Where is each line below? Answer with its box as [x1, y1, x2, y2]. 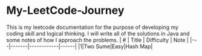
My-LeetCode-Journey [6, 4, 125, 17]
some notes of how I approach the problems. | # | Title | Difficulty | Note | [6, 36, 189, 43]
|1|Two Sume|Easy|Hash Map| [77, 43, 153, 50]
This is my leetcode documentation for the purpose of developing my [6, 23, 179, 31]
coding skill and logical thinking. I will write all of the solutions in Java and [6, 30, 190, 37]
